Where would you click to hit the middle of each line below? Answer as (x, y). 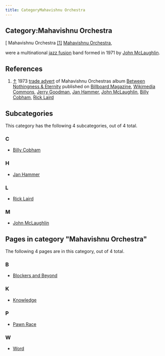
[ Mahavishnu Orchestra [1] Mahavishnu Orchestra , (59, 43)
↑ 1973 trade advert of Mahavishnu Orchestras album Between (79, 81)
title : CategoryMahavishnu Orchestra (45, 10)
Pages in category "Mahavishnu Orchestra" (76, 239)
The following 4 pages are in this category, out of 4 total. (65, 251)
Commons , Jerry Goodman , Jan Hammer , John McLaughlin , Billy (81, 92)
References (24, 69)
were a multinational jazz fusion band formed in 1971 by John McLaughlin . (83, 53)
